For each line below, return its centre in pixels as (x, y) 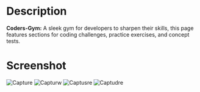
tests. (13, 41)
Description (37, 11)
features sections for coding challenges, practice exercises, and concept (98, 34)
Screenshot (36, 66)
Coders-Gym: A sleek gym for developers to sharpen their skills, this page (100, 28)
